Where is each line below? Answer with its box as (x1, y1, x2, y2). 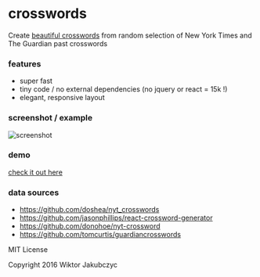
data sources (8, 187, 60, 198)
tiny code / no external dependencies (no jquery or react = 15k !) (19, 85, 228, 94)
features (8, 58, 42, 69)
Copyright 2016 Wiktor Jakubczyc (8, 260, 118, 270)
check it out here (8, 167, 63, 177)
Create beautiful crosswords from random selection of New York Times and (8, 31, 252, 40)
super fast (19, 76, 53, 86)
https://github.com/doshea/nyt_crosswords (19, 205, 160, 214)
